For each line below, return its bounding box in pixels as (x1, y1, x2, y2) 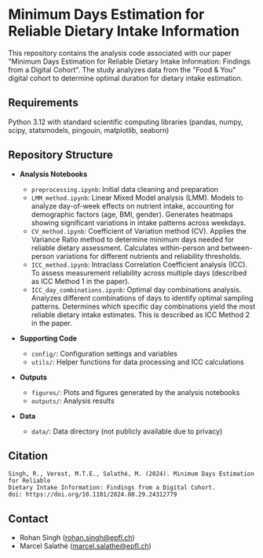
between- (221, 242, 253, 253)
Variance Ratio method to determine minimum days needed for (31, 235, 235, 244)
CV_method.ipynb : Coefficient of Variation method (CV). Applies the (31, 226, 247, 235)
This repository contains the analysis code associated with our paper (8, 48, 232, 57)
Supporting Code (19, 333, 77, 343)
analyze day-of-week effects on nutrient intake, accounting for (31, 201, 234, 210)
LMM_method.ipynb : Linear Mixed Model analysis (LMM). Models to (31, 193, 243, 202)
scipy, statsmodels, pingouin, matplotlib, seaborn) (8, 125, 170, 135)
